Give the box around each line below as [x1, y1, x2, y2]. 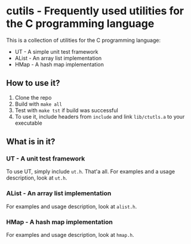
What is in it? [6, 137, 56, 147]
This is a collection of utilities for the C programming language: [6, 36, 161, 44]
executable [14, 119, 43, 126]
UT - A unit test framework [6, 155, 85, 163]
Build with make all [14, 100, 63, 107]
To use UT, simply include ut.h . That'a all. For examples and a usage [6, 168, 175, 175]
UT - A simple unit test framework [14, 48, 98, 55]
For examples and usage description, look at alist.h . [6, 203, 137, 210]
